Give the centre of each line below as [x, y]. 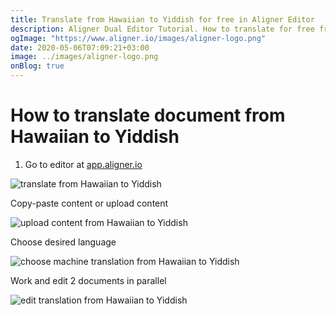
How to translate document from [148, 115]
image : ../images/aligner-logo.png [84, 57]
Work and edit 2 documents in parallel [88, 280]
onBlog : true [37, 66]
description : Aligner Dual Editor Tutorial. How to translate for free [162, 29]
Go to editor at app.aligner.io [83, 164]
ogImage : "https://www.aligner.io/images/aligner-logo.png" [138, 38]
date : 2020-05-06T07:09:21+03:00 [80, 47]
